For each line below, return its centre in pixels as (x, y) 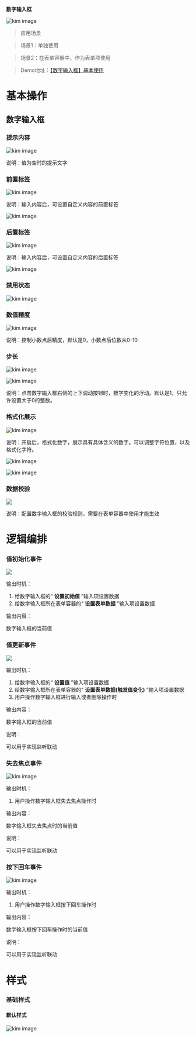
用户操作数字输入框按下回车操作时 (55, 905)
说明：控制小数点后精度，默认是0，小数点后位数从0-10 (72, 340)
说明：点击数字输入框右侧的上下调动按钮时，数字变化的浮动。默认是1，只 (94, 393)
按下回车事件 (24, 867)
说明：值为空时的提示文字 (37, 163)
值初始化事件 (24, 559)
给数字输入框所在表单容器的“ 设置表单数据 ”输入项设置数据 (85, 604)
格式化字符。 (21, 449)
